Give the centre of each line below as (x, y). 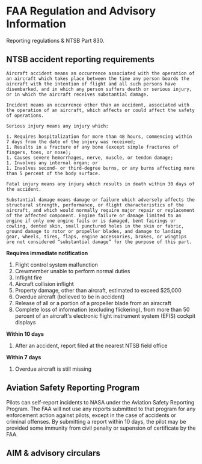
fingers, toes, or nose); (38, 152)
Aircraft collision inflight (44, 283)
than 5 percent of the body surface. (54, 173)
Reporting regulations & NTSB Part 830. (55, 40)
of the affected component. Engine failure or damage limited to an (94, 215)
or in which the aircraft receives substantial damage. (78, 94)
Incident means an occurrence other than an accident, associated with (98, 105)
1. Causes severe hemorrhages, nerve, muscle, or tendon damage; (90, 158)
